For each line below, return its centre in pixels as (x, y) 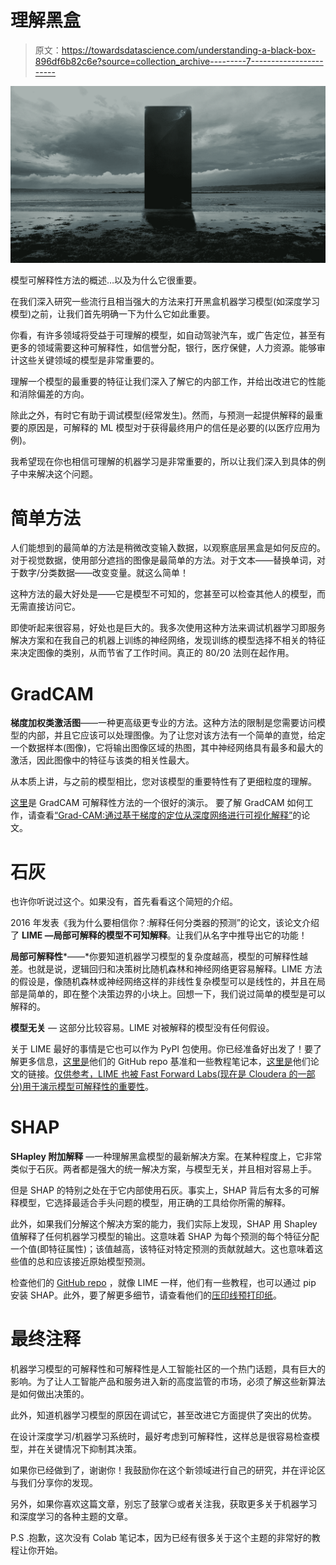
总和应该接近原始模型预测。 (93, 1262)
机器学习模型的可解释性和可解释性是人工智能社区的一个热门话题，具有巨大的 (168, 1369)
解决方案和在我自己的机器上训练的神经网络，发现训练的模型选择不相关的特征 (168, 640)
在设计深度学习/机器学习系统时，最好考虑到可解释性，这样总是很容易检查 (161, 1437)
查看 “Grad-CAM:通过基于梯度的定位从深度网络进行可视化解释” (164, 815)
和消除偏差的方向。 (50, 394)
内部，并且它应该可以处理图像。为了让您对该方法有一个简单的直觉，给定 (176, 735)
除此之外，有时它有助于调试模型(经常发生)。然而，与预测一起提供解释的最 (162, 415)
